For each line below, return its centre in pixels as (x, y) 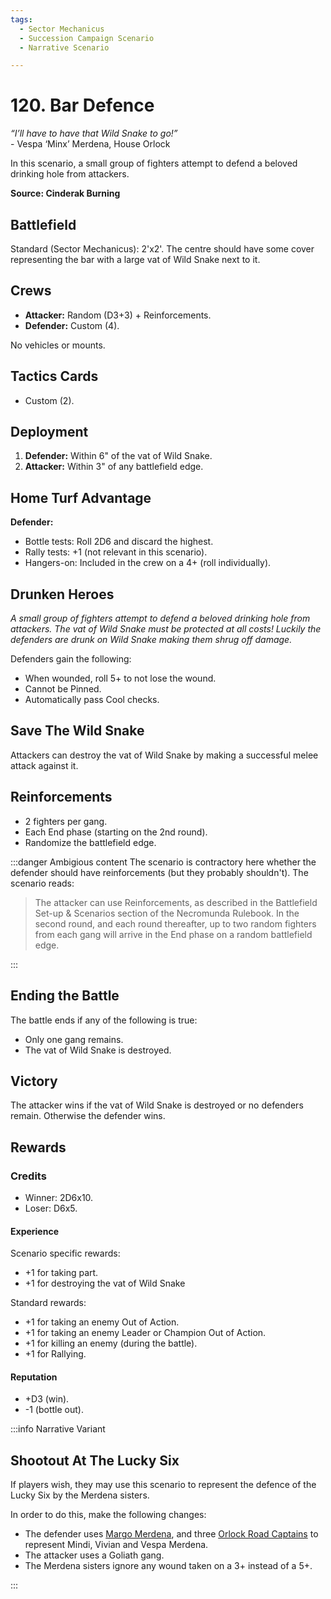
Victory (34, 1081)
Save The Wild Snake (77, 731)
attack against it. (44, 765)
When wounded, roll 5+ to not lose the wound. (120, 678)
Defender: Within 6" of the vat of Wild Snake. (118, 456)
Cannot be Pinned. (63, 689)
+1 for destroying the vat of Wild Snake (105, 1283)
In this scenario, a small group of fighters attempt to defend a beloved (154, 163)
